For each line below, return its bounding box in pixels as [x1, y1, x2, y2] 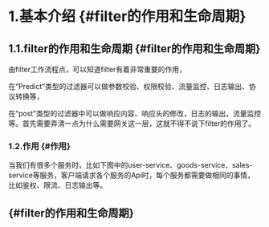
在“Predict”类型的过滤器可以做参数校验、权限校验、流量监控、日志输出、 [8, 82, 250, 91]
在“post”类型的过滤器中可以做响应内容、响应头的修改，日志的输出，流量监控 [8, 109, 262, 118]
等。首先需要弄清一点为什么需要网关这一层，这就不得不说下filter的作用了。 [8, 119, 256, 128]
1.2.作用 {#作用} [8, 140, 71, 152]
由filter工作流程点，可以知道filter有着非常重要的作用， [8, 65, 187, 74]
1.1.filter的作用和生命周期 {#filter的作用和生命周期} [8, 42, 261, 55]
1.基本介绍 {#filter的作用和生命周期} [8, 7, 247, 26]
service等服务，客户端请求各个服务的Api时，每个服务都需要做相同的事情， [8, 170, 255, 180]
